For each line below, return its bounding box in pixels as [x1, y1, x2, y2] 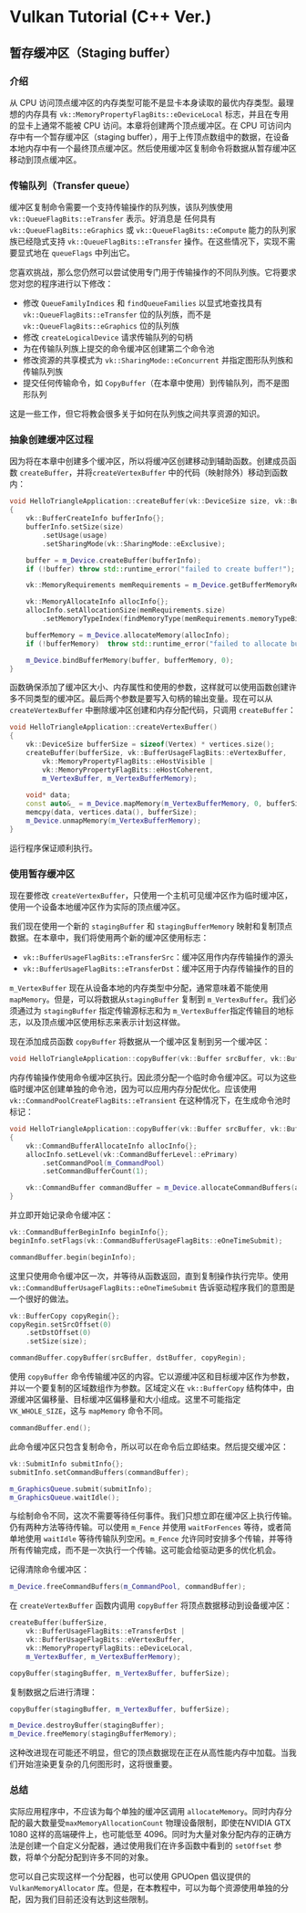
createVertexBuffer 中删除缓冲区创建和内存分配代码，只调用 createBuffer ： [9, 705, 296, 716]
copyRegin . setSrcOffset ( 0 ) [9, 1319, 112, 1330]
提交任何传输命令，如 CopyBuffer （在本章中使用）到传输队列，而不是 [22, 377, 282, 389]
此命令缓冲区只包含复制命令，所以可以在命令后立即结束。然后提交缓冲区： [9, 1441, 289, 1452]
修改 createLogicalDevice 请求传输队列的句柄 [22, 331, 193, 343]
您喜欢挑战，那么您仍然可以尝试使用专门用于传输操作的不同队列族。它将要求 [9, 267, 297, 278]
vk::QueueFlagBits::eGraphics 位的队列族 [22, 321, 180, 331]
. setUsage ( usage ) [42, 531, 107, 540]
